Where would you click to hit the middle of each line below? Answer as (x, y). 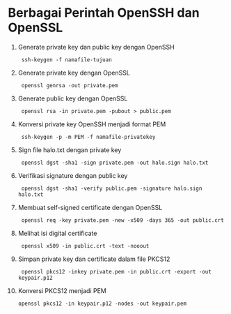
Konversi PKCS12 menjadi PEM (62, 290)
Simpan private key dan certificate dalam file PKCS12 (94, 259)
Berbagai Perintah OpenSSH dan (104, 13)
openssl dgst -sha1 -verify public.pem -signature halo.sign (112, 188)
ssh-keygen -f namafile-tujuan (66, 60)
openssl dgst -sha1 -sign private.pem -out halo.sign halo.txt (115, 163)
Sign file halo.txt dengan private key (70, 150)
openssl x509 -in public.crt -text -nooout (85, 246)
